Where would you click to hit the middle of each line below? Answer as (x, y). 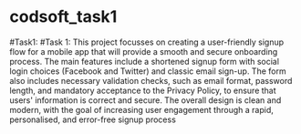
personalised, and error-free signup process (93, 119)
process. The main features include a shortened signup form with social (145, 61)
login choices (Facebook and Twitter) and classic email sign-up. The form (148, 71)
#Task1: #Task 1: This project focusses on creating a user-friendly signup (147, 42)
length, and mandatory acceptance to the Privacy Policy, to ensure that (143, 90)
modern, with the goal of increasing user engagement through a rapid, (141, 109)
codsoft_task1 (63, 17)
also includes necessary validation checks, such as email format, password (151, 80)
